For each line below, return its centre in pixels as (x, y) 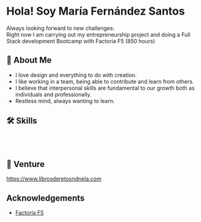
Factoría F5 (29, 213)
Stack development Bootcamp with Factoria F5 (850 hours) (81, 41)
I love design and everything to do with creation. (76, 75)
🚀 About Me (29, 60)
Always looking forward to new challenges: (60, 28)
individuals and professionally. (53, 94)
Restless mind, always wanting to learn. (65, 101)
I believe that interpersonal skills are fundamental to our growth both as (105, 88)
